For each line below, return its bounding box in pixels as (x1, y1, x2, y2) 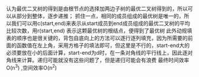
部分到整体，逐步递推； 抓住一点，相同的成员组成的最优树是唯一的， (16, 12, 184, 19)
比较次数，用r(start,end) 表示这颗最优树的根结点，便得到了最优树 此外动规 (6, 27, 188, 34)
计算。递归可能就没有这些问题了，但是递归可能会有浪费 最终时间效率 (21, 56, 190, 63)
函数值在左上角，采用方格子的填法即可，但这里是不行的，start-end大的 (16, 42, 190, 49)
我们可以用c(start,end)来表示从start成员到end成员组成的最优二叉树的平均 (11, 20, 191, 26)
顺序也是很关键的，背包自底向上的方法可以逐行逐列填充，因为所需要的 (16, 35, 188, 41)
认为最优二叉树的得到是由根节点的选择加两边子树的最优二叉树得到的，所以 (6, 5, 188, 12)
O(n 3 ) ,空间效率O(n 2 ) (6, 63, 57, 71)
